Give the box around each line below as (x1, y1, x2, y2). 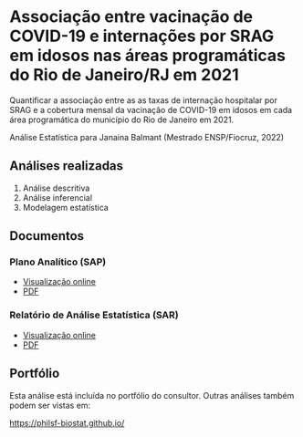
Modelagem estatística (22, 202, 110, 213)
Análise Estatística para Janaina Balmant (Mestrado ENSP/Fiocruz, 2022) (9, 131, 285, 142)
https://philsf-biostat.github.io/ (9, 417, 125, 428)
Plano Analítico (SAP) (9, 255, 107, 268)
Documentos (9, 228, 85, 244)
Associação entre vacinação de (9, 6, 254, 27)
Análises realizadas (9, 158, 124, 174)
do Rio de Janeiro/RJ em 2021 (9, 65, 239, 86)
